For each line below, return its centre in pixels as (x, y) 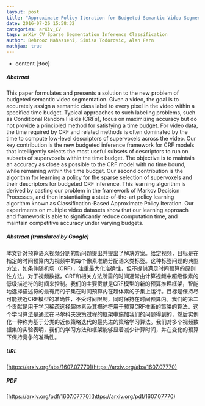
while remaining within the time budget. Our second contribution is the (95, 171)
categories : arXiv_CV (34, 29)
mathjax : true (24, 46)
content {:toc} (33, 63)
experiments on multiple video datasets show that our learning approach (98, 210)
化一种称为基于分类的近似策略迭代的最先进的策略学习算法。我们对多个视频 (100, 322)
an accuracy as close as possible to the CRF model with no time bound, (96, 164)
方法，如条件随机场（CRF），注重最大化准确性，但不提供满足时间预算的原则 (101, 268)
